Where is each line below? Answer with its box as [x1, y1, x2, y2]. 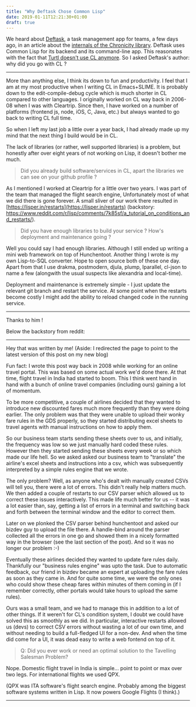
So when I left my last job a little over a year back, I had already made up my [6, 126, 190, 133]
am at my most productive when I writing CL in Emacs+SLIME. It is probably [6, 83, 188, 91]
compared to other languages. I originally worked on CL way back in [6, 96, 170, 103]
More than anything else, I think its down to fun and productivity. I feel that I [6, 77, 188, 84]
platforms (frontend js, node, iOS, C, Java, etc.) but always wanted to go [6, 108, 180, 115]
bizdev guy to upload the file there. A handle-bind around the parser [6, 526, 170, 533]
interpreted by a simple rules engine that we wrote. [6, 466, 128, 473]
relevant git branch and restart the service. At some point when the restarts [6, 288, 187, 295]
